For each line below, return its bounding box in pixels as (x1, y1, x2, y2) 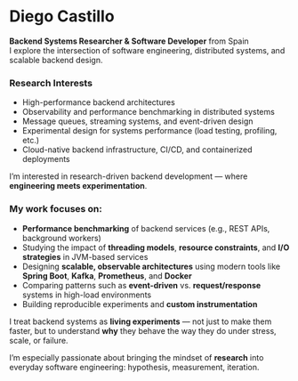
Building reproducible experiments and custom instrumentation (21, 298, 258, 309)
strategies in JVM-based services (21, 251, 149, 262)
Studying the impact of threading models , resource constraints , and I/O (21, 242, 290, 253)
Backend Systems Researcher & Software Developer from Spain (9, 36, 249, 46)
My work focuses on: (9, 203, 102, 215)
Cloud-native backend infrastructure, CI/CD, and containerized (21, 144, 253, 155)
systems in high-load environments (21, 289, 152, 300)
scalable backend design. (9, 54, 103, 65)
